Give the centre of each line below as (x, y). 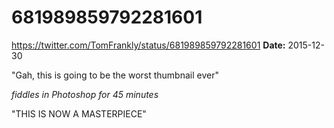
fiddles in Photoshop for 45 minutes (85, 94)
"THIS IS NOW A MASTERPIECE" (79, 113)
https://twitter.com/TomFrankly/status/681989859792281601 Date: (148, 45)
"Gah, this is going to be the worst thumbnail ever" (115, 75)
